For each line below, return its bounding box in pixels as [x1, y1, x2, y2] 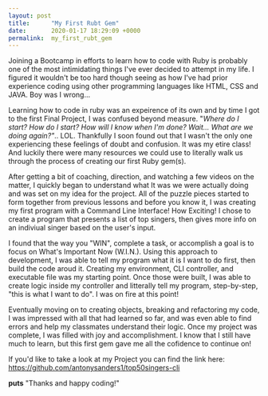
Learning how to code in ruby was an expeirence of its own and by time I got [8, 106, 260, 115]
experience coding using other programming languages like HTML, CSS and [8, 82, 258, 91]
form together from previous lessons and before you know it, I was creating [8, 198, 257, 207]
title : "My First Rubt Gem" [8, 19, 120, 27]
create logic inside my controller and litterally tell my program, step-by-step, [8, 281, 258, 290]
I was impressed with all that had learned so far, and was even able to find [8, 314, 252, 323]
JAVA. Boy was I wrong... [8, 90, 91, 100]
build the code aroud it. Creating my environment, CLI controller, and [8, 264, 234, 274]
